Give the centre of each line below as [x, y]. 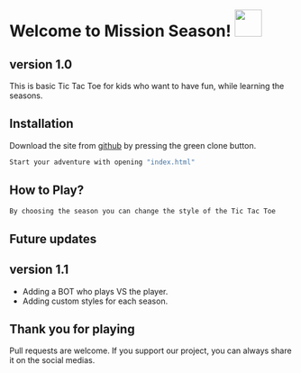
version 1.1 [39, 270]
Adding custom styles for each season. [95, 301]
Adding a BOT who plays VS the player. [95, 291]
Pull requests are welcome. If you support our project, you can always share [150, 350]
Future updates [53, 239]
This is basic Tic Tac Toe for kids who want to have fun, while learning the [147, 86]
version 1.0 [41, 64]
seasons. [26, 96]
